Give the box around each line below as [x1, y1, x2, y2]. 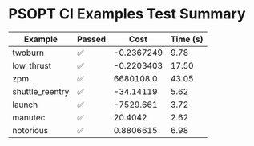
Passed [77, 34, 107, 45]
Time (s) [170, 34, 204, 45]
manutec [12, 112, 46, 123]
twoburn [12, 47, 44, 58]
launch [12, 99, 38, 110]
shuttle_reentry [12, 85, 70, 97]
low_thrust [12, 60, 52, 71]
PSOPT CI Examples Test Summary [8, 5, 246, 23]
